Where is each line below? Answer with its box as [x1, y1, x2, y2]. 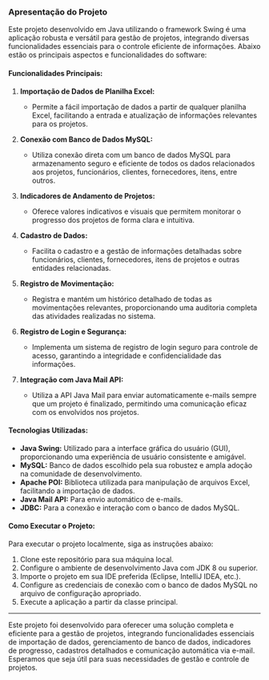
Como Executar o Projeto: [8, 521, 95, 531]
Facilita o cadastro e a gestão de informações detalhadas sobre [31, 246, 243, 256]
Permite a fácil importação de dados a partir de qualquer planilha [31, 102, 247, 111]
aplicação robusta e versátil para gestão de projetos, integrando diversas [8, 33, 250, 42]
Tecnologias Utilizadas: [8, 425, 88, 435]
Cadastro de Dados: [19, 231, 88, 240]
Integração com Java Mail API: [19, 375, 124, 384]
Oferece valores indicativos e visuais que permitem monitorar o [31, 207, 242, 216]
